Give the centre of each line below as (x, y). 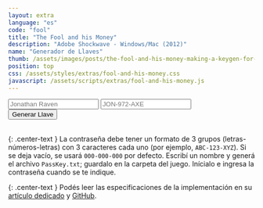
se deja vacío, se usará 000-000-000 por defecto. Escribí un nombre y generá (132, 155)
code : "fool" (29, 30)
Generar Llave (33, 114)
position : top (31, 66)
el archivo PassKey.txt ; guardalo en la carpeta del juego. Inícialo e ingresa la (131, 163)
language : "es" (33, 23)
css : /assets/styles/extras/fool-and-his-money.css (94, 74)
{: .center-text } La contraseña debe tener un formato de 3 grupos (114, 138)
